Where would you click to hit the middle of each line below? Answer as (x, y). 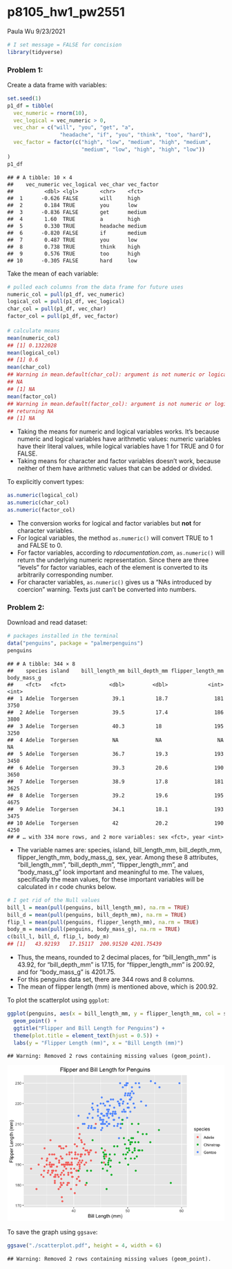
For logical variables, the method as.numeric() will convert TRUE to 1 (115, 538)
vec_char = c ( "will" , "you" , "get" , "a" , (74, 128)
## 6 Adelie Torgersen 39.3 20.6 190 (116, 768)
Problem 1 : (25, 70)
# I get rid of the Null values (54, 900)
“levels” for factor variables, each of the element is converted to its (113, 567)
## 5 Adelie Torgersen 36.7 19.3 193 (116, 754)
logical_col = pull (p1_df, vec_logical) (66, 302)
